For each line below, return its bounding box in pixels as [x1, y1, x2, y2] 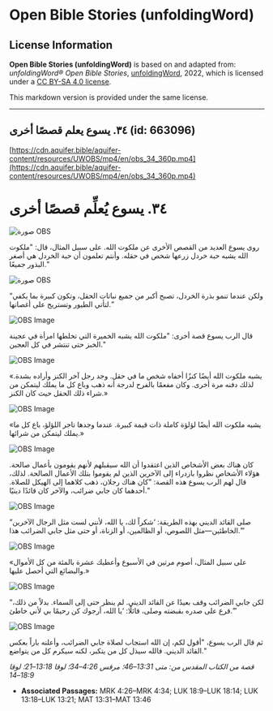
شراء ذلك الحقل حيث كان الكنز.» [9, 388, 109, 398]
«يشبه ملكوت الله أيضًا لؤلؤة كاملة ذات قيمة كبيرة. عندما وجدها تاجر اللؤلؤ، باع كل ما [9, 420, 262, 429]
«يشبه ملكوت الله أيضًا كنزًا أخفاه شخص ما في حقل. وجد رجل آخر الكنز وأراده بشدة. [9, 371, 262, 381]
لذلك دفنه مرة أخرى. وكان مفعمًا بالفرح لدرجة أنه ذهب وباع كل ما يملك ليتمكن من [9, 379, 254, 389]
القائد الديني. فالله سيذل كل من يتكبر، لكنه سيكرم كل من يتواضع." [9, 645, 207, 655]
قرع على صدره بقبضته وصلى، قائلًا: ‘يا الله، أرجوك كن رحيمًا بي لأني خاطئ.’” [9, 605, 237, 615]
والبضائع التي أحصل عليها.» [9, 566, 90, 575]
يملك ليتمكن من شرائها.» [9, 428, 84, 437]
